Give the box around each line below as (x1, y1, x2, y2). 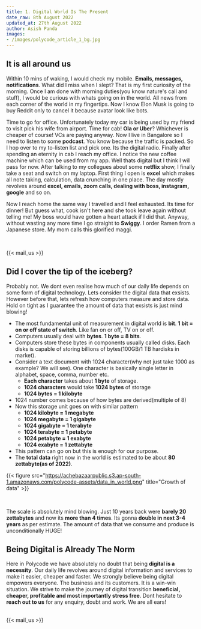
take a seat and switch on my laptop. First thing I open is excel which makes (6, 169, 195, 177)
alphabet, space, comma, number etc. (14, 371, 109, 378)
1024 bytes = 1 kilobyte (23, 390, 83, 397)
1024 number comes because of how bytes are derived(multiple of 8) (14, 396, 187, 403)
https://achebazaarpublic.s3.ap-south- (44, 472, 142, 479)
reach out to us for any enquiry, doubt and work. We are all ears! (6, 598, 167, 606)
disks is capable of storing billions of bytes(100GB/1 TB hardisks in (14, 345, 179, 352)
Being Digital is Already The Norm (6, 544, 136, 555)
